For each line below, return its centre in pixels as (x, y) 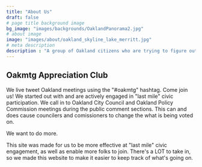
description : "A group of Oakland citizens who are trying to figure (96, 51)
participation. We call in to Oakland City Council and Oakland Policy (90, 102)
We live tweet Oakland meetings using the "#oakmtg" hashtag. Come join (97, 90)
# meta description (31, 46)
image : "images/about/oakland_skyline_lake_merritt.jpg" (79, 40)
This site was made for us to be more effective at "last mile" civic (87, 145)
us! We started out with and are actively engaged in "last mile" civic (90, 96)
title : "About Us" (29, 12)
